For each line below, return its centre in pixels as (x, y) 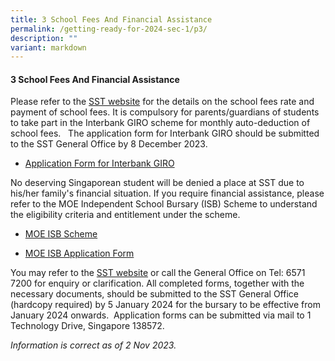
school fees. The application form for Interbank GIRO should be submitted (165, 133)
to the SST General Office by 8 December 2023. (109, 144)
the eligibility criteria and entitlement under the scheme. (125, 215)
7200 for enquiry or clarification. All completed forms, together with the (157, 283)
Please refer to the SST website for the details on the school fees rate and (162, 102)
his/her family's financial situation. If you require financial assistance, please (167, 193)
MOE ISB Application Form (79, 253)
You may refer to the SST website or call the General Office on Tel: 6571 (158, 273)
